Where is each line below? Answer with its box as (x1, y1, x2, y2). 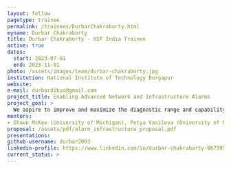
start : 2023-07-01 (13, 55, 67, 62)
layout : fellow (7, 10, 51, 17)
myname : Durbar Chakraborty (7, 29, 88, 37)
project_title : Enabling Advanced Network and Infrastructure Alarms (7, 94, 211, 101)
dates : (7, 49, 26, 56)
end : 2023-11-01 (13, 61, 60, 68)
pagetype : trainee (7, 17, 60, 23)
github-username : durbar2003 (7, 139, 91, 146)
